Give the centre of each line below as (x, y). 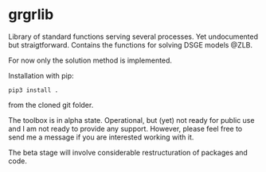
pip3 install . (33, 90)
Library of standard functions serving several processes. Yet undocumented (133, 36)
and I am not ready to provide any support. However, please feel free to (125, 128)
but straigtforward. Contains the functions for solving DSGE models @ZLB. (131, 44)
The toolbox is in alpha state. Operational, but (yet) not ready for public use (131, 120)
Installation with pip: (41, 75)
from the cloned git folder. (51, 105)
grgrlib (31, 15)
